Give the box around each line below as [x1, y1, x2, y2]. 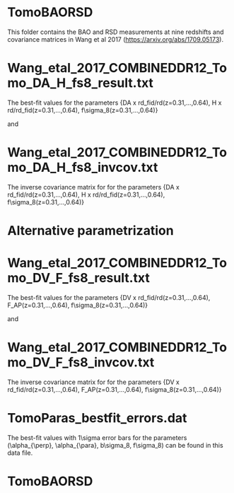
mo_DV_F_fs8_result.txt [7, 270, 150, 286]
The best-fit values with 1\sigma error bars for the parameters [7, 433, 187, 442]
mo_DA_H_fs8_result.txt [7, 75, 154, 91]
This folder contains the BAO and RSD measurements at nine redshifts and [7, 28, 224, 36]
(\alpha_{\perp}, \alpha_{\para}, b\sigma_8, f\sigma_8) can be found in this [7, 441, 224, 449]
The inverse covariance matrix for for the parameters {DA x [7, 182, 180, 191]
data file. [7, 448, 33, 457]
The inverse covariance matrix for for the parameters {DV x [7, 378, 180, 386]
